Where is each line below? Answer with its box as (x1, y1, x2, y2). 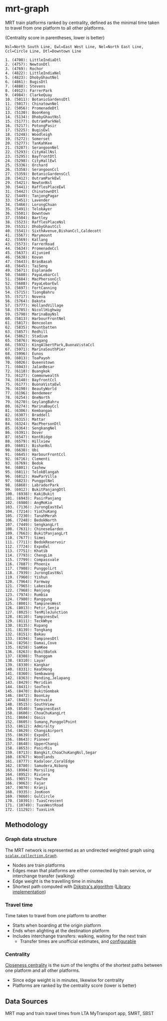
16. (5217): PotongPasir (5, 123, 57, 128)
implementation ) (12, 889, 46, 895)
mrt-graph (5, 3, 49, 15)
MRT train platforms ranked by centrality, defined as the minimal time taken (5, 20, 160, 26)
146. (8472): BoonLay (5, 693, 50, 698)
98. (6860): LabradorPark (5, 482, 59, 487)
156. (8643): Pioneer (5, 737, 50, 742)
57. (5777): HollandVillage (5, 303, 64, 308)
